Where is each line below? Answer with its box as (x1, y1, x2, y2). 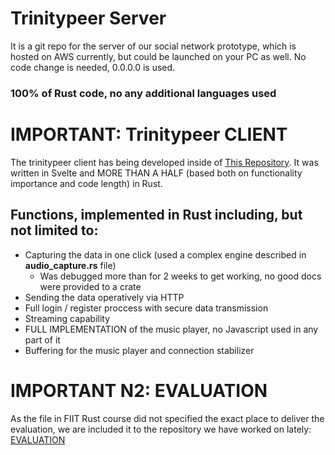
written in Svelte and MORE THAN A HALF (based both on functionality (10, 167, 303, 179)
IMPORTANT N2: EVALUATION (10, 379, 268, 402)
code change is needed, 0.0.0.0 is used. (10, 61, 176, 73)
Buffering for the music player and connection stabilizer (24, 344, 255, 356)
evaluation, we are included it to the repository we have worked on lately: (10, 423, 312, 435)
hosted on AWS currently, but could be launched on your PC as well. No (10, 50, 307, 62)
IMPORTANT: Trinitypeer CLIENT (10, 123, 288, 146)
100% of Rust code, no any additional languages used (10, 86, 277, 100)
